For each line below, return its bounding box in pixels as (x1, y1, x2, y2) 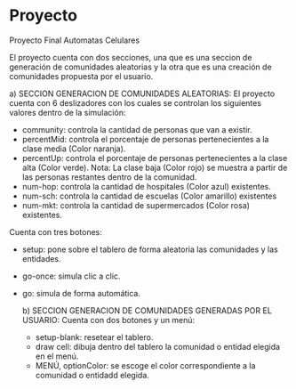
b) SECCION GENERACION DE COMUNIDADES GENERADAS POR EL (21, 304, 273, 316)
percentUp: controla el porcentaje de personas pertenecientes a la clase (21, 152, 288, 163)
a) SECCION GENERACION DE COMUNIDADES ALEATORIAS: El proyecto (9, 88, 276, 99)
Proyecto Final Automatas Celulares (9, 35, 140, 45)
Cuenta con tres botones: (9, 226, 102, 237)
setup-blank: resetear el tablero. (35, 331, 154, 343)
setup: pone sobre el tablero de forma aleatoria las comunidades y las (21, 244, 278, 255)
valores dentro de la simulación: (9, 107, 126, 118)
